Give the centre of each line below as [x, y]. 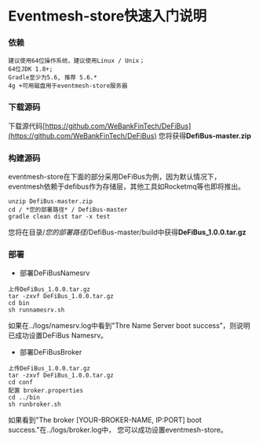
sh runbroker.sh [35, 405]
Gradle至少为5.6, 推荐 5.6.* [53, 78]
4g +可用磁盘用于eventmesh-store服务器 [68, 86]
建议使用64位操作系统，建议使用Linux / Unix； [77, 61]
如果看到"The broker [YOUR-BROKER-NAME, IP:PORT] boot [105, 420]
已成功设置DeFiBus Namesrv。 [58, 336]
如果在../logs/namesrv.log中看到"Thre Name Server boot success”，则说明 [129, 326]
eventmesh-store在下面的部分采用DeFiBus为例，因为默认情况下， [115, 177]
